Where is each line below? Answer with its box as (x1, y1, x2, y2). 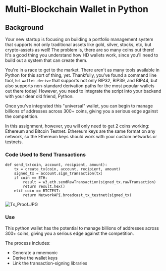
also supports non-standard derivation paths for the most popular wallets (5, 83, 155, 89)
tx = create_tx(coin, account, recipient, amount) (14, 167, 121, 172)
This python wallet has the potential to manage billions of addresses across (5, 225, 159, 231)
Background (5, 23, 44, 32)
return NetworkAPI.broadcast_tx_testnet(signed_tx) (23, 193, 132, 198)
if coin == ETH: (14, 175, 48, 180)
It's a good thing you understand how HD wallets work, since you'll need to (5, 52, 159, 58)
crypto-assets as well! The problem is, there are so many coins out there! (5, 47, 155, 53)
